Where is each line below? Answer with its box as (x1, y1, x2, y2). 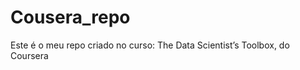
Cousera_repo (10, 6, 131, 29)
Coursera (10, 49, 49, 61)
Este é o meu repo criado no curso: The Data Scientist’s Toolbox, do (10, 39, 290, 51)
